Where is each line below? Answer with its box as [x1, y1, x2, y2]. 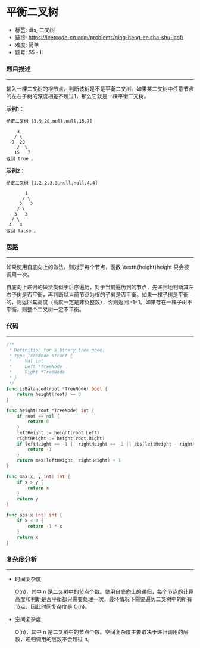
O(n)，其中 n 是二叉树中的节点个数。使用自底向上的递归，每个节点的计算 [14, 588, 194, 595]
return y [17, 496, 39, 502]
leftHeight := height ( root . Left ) [17, 429, 100, 435]
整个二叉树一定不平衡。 [26, 306, 85, 313]
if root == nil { [17, 413, 60, 419]
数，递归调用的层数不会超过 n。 [14, 635, 93, 643]
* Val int [8, 358, 44, 364]
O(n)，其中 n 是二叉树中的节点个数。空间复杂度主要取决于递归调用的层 [14, 628, 189, 635]
